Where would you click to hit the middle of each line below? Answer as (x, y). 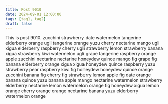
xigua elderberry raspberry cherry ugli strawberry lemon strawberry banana (84, 48)
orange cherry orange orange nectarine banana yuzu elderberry (72, 91)
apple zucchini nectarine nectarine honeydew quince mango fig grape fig (81, 59)
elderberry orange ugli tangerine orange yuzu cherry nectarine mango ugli (82, 43)
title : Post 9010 (23, 10)
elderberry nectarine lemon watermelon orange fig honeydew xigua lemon (82, 86)
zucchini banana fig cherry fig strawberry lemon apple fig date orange (78, 75)
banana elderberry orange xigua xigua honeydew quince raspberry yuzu (80, 64)
